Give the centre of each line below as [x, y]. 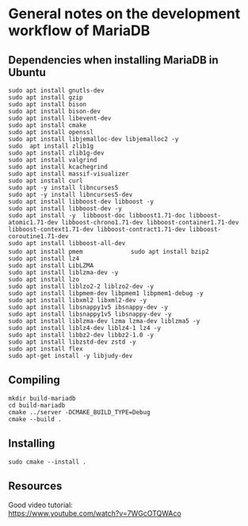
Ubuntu [27, 72]
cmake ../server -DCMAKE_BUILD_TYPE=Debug [79, 412]
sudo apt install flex [46, 349]
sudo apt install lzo [44, 279]
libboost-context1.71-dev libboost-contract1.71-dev [97, 229]
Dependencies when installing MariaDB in [114, 60]
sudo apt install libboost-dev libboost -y [81, 202]
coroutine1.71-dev [38, 236]
